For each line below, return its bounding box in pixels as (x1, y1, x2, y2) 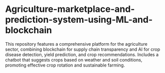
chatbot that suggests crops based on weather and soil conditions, (5, 57, 143, 63)
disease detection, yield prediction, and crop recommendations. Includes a (5, 51, 159, 58)
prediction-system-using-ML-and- (5, 14, 153, 25)
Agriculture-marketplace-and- (5, 3, 135, 15)
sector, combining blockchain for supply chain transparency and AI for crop (5, 46, 161, 52)
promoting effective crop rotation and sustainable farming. (5, 62, 125, 68)
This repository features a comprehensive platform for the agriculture (5, 41, 148, 47)
